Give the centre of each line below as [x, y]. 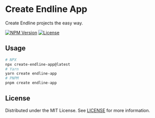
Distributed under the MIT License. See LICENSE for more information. [78, 110]
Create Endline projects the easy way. [44, 23]
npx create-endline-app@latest [38, 64]
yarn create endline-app [31, 74]
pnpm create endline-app [31, 83]
